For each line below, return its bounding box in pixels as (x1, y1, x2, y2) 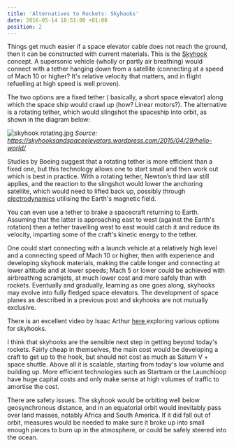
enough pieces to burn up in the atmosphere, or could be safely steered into (7, 426, 227, 434)
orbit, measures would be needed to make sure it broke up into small (7, 418, 205, 427)
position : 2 (7, 23, 42, 30)
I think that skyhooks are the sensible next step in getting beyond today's (7, 338, 218, 346)
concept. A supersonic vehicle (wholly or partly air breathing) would (7, 57, 203, 66)
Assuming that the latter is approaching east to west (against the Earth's (7, 215, 215, 224)
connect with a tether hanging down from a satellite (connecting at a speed (7, 64, 224, 73)
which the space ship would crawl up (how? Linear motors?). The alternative (7, 101, 227, 109)
